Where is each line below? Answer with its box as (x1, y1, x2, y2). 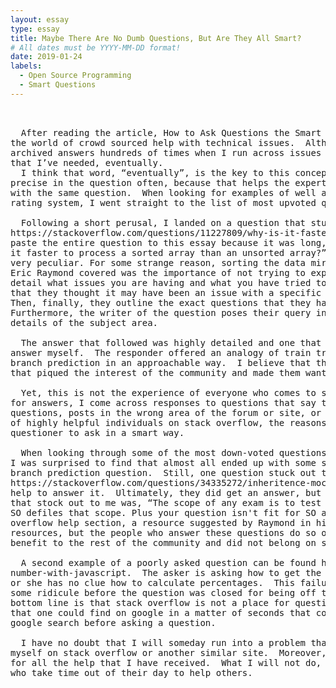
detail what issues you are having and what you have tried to (10, 277, 327, 288)
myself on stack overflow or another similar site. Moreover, (10, 647, 327, 658)
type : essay (10, 24, 60, 34)
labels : (10, 61, 43, 71)
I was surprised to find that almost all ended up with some (10, 457, 317, 468)
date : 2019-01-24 (10, 52, 83, 62)
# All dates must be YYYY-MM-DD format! (10, 42, 182, 53)
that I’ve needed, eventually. (10, 157, 164, 168)
